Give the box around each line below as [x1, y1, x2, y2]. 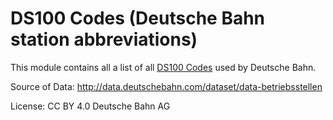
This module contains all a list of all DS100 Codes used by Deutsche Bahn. [10, 61, 317, 73]
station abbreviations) [10, 28, 198, 51]
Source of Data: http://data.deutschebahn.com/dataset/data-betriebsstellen [10, 80, 323, 92]
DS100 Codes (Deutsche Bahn [10, 7, 266, 30]
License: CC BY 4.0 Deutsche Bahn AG [10, 100, 171, 112]
